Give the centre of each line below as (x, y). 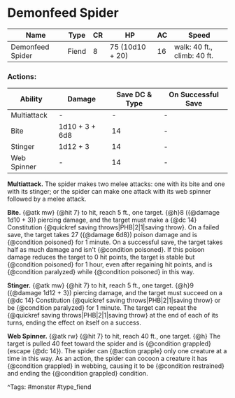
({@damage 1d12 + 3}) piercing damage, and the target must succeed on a (115, 293)
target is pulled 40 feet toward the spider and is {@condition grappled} (109, 343)
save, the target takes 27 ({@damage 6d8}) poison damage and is (102, 235)
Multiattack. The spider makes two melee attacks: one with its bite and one (116, 184)
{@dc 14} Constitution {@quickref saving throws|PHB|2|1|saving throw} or (114, 300)
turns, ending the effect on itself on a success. (74, 322)
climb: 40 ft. (194, 55)
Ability (31, 99)
